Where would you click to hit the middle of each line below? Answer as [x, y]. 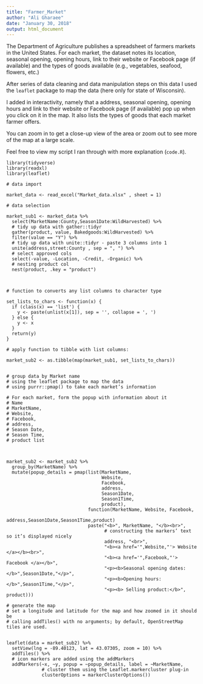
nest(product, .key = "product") [54, 270]
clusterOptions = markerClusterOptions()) [96, 675]
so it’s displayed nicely [39, 536]
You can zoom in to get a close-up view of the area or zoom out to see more [102, 134]
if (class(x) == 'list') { [46, 307]
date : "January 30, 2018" [39, 23]
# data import [24, 184]
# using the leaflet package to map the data [65, 382]
